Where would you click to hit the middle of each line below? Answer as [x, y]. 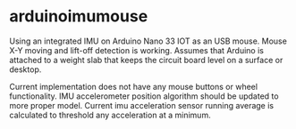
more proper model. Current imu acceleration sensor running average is [142, 105]
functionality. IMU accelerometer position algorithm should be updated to [144, 96]
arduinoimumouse [79, 16]
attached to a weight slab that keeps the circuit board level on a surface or [146, 60]
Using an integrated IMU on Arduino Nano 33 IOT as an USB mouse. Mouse [148, 41]
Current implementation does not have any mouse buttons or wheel [133, 86]
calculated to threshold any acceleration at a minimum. [110, 115]
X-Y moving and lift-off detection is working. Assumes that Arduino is [136, 50]
